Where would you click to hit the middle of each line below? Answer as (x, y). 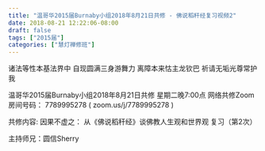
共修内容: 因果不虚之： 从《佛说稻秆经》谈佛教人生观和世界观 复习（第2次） (132, 122)
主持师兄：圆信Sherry (44, 138)
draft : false (30, 30)
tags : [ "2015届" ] (36, 38)
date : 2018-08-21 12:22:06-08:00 (63, 23)
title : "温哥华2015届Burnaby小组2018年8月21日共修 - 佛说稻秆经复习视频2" (122, 15)
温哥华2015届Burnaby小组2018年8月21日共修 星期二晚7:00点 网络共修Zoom (132, 95)
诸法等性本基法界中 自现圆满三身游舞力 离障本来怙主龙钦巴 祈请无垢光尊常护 (133, 69)
